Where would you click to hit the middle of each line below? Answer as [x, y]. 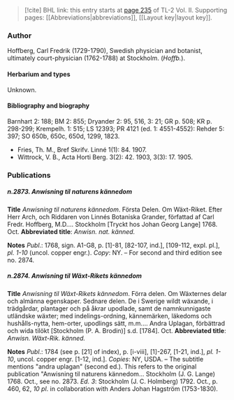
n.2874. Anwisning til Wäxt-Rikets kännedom [74, 276]
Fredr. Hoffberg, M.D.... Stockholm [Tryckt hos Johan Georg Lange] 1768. [112, 224]
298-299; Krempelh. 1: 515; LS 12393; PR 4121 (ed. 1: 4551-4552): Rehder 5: [116, 128]
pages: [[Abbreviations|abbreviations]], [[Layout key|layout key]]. [118, 17]
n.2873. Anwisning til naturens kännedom [70, 192]
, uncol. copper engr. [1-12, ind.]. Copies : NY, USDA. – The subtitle [109, 359]
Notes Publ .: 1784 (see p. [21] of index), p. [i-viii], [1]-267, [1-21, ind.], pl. [111, 351]
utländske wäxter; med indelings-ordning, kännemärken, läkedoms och [110, 316]
